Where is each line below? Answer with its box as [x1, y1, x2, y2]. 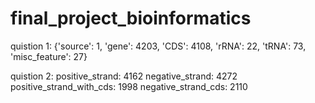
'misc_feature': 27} [10, 50, 88, 62]
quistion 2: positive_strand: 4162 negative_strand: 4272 [10, 70, 238, 82]
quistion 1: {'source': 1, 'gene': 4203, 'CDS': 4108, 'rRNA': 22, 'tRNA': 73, [10, 40, 307, 52]
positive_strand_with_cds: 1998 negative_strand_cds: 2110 [10, 80, 248, 92]
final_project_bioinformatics [10, 7, 252, 30]
